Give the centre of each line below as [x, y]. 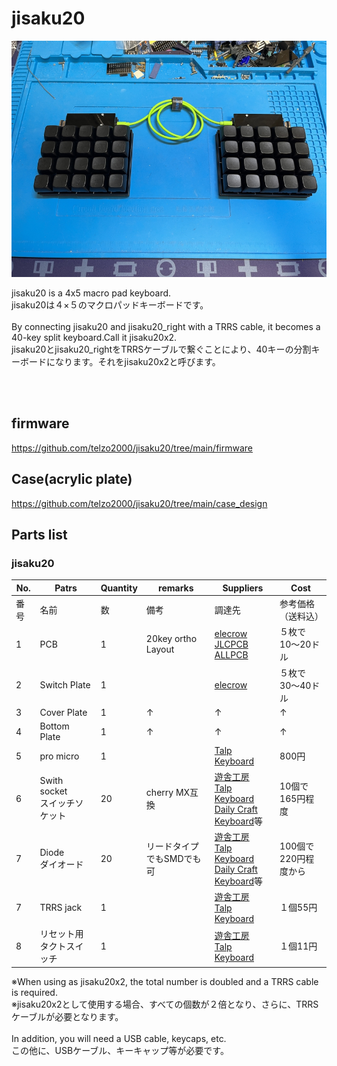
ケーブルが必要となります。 [67, 1016]
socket [53, 791]
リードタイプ [172, 846]
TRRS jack [61, 907]
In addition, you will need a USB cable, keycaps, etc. [119, 1038]
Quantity [119, 588]
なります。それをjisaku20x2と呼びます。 [137, 361]
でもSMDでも [173, 859]
